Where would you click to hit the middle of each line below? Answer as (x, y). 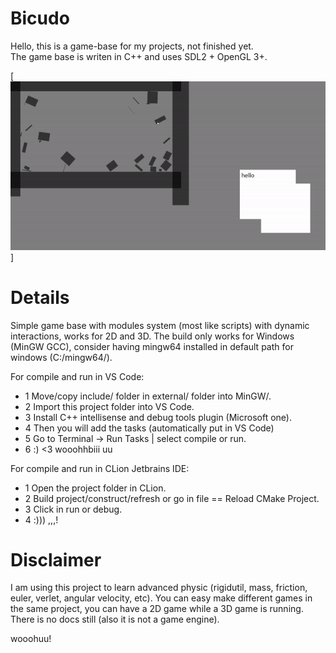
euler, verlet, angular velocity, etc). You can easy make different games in (161, 598)
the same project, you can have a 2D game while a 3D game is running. (157, 609)
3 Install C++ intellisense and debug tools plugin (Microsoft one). (158, 417)
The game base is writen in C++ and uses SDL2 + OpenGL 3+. (139, 56)
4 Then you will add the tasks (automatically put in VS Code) (149, 428)
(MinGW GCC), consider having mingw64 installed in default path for (152, 346)
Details (40, 297)
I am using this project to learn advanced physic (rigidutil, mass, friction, (159, 588)
